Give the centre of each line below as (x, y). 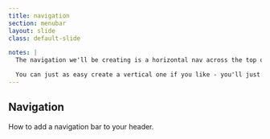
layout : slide (32, 31)
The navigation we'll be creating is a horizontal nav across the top (136, 60)
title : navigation (39, 16)
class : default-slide (45, 38)
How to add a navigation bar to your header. (81, 126)
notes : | (23, 53)
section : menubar (37, 23)
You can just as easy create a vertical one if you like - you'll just (138, 75)
